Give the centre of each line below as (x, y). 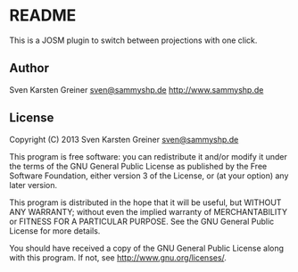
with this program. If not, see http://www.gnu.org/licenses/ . (118, 257)
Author (29, 68)
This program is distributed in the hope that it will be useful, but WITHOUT (145, 202)
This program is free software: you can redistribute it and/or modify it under (148, 156)
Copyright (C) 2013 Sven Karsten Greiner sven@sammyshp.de (124, 139)
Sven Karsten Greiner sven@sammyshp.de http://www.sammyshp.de (137, 89)
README (43, 16)
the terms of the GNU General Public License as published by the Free (138, 166)
